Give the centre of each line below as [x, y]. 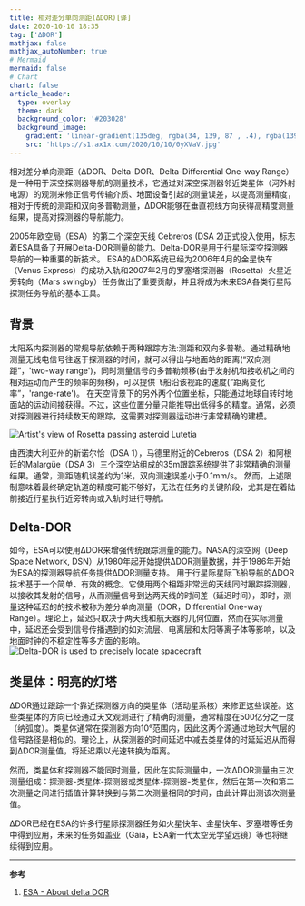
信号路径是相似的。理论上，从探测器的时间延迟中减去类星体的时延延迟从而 [148, 740]
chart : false [34, 85]
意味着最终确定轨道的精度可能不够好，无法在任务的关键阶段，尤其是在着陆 [156, 487]
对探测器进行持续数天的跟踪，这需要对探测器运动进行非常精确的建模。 [141, 416]
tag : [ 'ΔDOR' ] [36, 34]
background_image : [53, 128]
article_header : [40, 94]
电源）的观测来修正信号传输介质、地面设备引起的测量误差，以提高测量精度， [152, 194]
